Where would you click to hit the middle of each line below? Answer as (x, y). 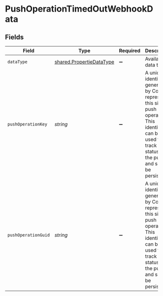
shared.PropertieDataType (84, 62)
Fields (15, 37)
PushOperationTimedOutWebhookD (79, 9)
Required (130, 51)
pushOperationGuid (29, 235)
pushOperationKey (27, 124)
